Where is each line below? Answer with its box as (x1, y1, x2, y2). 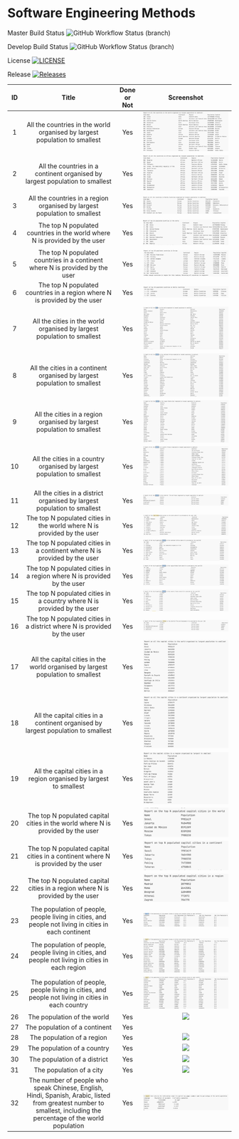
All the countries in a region (28, 194, 109, 202)
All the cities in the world (32, 316, 105, 325)
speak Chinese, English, (33, 1083, 104, 1092)
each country (48, 1000, 88, 1009)
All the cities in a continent (30, 364, 107, 372)
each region (51, 963, 87, 971)
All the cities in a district (33, 488, 104, 497)
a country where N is (38, 597, 100, 605)
